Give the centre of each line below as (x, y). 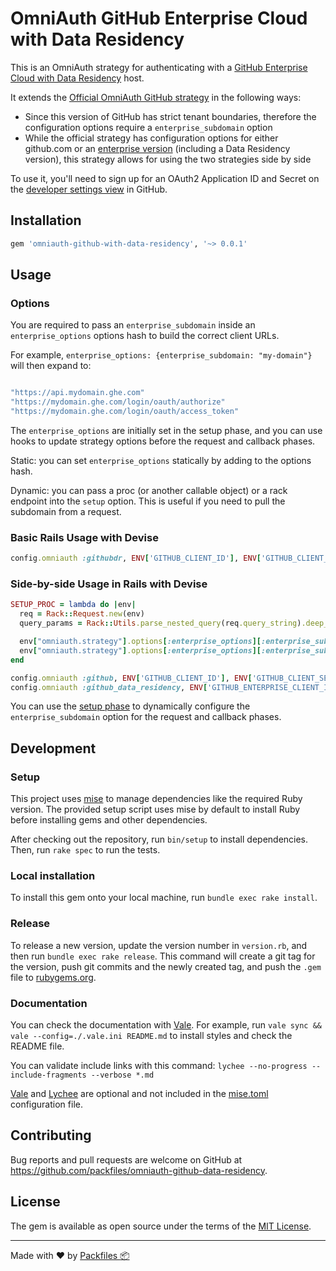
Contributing (51, 1135)
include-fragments (48, 1075)
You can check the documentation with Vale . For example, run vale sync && (166, 1024)
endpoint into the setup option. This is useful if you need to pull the (148, 501)
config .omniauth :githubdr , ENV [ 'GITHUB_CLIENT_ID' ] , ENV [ (136, 558)
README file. (37, 1046)
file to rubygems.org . (53, 977)
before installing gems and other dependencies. (109, 820)
